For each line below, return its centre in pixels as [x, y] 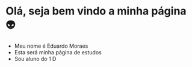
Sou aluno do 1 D [35, 59]
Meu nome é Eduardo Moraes [51, 46]
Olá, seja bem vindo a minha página [96, 11]
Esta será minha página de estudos [58, 52]
